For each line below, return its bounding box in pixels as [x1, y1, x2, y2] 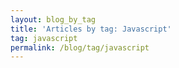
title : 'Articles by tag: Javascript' [10, 24, 172, 34]
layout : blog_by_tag [10, 14, 97, 25]
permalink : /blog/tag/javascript [10, 42, 150, 53]
